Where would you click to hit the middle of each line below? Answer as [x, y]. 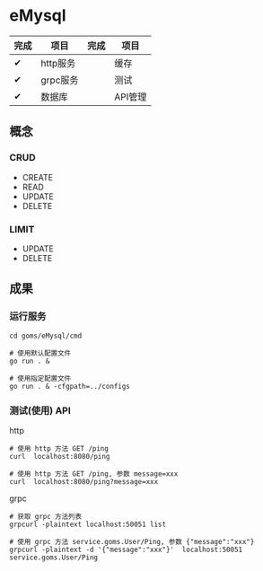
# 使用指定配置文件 [40, 378]
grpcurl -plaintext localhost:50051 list [88, 524]
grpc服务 [60, 80]
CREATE [38, 177]
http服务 [58, 63]
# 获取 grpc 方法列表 [46, 516]
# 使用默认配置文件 [40, 353]
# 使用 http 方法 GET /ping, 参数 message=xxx [94, 474]
